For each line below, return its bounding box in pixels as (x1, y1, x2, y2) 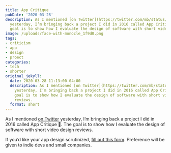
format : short (10, 102, 40, 107)
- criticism (5, 41, 31, 46)
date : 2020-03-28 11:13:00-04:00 (10, 78, 81, 83)
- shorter (5, 69, 26, 74)
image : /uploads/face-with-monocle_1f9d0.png (5, 31, 103, 36)
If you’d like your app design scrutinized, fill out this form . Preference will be (5, 137, 165, 143)
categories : (5, 59, 31, 65)
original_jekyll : (5, 74, 42, 79)
